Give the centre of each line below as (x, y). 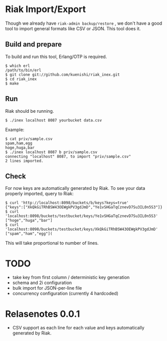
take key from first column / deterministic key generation (71, 278)
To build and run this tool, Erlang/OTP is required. (56, 56)
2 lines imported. (24, 161)
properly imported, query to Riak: (39, 194)
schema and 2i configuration (42, 283)
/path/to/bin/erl (23, 70)
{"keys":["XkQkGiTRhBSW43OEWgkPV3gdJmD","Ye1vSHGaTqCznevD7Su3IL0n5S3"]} (84, 208)
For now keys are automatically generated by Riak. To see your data (75, 188)
